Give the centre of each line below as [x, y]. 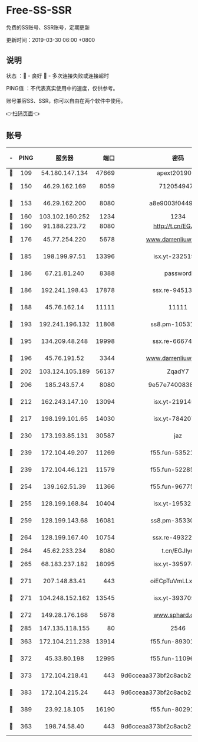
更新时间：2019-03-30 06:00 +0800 [51, 40]
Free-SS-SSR [39, 10]
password [178, 273]
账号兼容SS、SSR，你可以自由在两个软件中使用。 [66, 100]
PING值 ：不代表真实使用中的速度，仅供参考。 [62, 88]
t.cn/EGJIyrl [178, 551]
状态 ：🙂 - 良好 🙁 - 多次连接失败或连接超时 [57, 76]
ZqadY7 [178, 371]
